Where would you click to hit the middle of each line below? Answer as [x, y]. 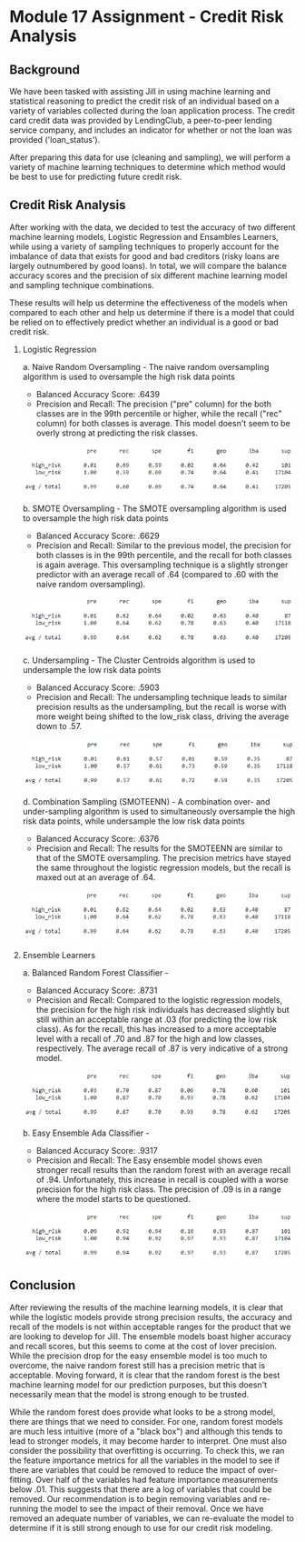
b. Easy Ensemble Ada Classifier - [86, 1133]
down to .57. [59, 726]
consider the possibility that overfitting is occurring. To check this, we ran [147, 1450]
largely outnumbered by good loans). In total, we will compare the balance [148, 265]
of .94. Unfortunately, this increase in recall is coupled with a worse [162, 1179]
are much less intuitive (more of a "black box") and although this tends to [146, 1431]
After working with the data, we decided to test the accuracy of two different [152, 227]
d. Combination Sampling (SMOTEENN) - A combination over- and [146, 802]
